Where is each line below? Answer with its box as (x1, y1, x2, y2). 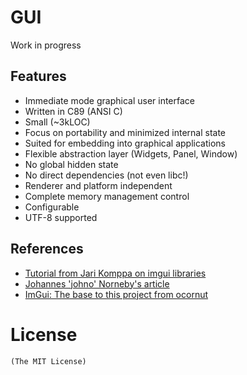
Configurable (24, 201, 80, 213)
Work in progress (10, 39, 82, 51)
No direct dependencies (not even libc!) (24, 169, 189, 181)
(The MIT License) (10, 356, 87, 366)
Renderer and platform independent (24, 179, 173, 191)
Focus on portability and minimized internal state (24, 126, 227, 138)
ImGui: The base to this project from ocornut (24, 288, 209, 300)
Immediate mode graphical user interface (24, 94, 196, 106)
